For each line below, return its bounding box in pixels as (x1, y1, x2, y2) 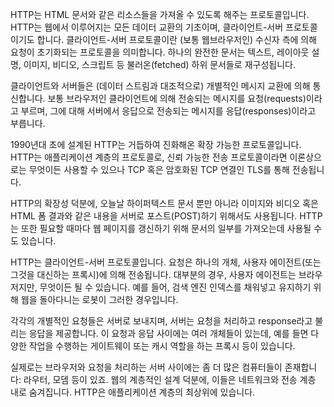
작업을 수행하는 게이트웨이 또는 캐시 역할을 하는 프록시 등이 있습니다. (28, 340, 296, 352)
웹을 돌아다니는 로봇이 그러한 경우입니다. (20, 294, 179, 305)
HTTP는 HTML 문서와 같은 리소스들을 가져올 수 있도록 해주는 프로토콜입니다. (10, 9, 310, 20)
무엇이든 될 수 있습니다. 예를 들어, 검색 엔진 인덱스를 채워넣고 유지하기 (39, 281, 312, 293)
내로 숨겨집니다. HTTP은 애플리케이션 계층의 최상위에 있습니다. (10, 386, 256, 398)
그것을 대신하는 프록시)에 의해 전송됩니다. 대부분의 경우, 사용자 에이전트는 (10, 269, 297, 280)
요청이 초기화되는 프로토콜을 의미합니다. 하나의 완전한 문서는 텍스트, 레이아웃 (10, 46, 310, 58)
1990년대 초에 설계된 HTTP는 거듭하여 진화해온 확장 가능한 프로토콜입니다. (10, 139, 302, 150)
